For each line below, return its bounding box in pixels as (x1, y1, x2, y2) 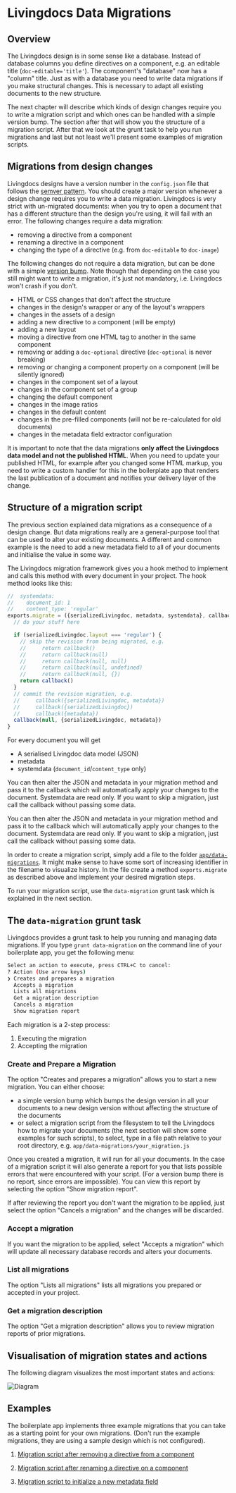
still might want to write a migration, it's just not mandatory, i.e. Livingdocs (7, 274, 223, 283)
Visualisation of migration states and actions (7, 1350, 207, 1362)
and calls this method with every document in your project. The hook (7, 571, 206, 579)
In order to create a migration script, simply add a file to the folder (7, 851, 198, 859)
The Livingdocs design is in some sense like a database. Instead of (7, 51, 202, 60)
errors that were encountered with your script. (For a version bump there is (7, 1170, 224, 1179)
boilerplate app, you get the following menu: (7, 948, 135, 957)
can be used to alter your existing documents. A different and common (7, 535, 212, 543)
